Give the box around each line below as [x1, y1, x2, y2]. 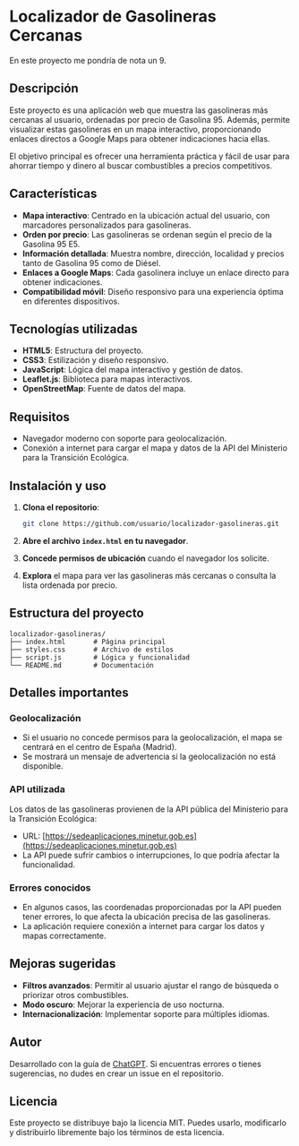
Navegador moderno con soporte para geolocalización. [21, 433, 227, 444]
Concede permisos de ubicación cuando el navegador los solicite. [21, 553, 270, 564]
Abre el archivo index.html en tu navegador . [21, 535, 189, 546]
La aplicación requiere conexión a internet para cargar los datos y [21, 920, 266, 931]
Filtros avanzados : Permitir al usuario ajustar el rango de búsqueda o [21, 979, 279, 991]
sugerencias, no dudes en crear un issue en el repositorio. [9, 1068, 224, 1079]
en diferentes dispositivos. [21, 296, 120, 306]
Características [9, 186, 98, 202]
